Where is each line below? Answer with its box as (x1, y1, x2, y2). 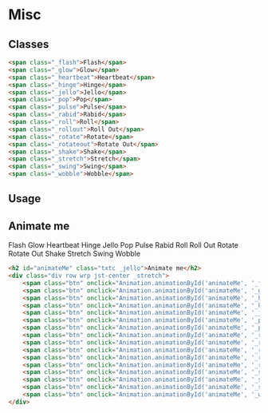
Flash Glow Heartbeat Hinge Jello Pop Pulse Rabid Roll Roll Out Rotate (8, 240, 239, 250)
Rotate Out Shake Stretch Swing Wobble (8, 249, 141, 259)
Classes (8, 38, 49, 51)
